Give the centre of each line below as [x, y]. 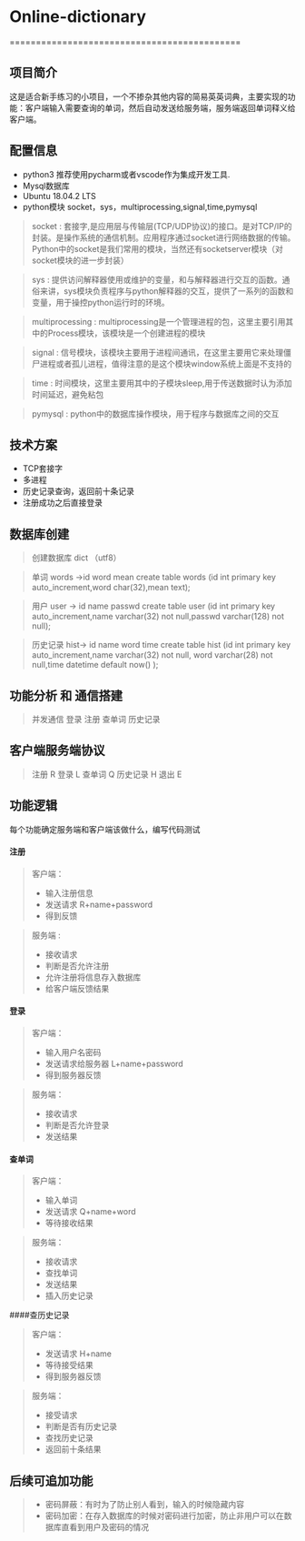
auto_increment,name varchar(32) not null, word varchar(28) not [152, 655]
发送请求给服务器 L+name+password [114, 1064]
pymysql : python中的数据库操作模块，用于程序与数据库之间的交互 [155, 413]
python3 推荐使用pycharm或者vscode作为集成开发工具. [126, 174]
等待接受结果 [69, 1365]
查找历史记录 [69, 1438]
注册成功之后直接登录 [62, 503]
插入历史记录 [69, 1296]
